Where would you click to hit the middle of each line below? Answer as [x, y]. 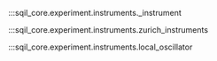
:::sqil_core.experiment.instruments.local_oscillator [101, 47]
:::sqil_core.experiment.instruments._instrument [95, 13]
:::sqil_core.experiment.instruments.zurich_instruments [108, 30]
